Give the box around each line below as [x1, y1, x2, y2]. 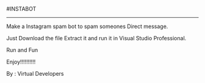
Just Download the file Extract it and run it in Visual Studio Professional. [6, 35, 187, 41]
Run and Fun [6, 46, 38, 54]
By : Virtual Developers [6, 70, 64, 77]
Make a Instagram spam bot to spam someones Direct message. [6, 23, 168, 30]
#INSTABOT [6, 5, 37, 12]
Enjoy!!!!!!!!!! [6, 58, 36, 65]
